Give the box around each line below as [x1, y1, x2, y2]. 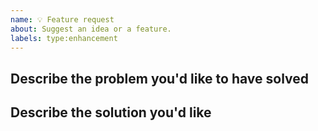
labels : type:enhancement [10, 33, 118, 43]
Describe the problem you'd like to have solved [10, 70, 310, 87]
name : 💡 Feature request [10, 14, 115, 25]
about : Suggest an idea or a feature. [10, 24, 172, 34]
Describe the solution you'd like [10, 104, 212, 121]
